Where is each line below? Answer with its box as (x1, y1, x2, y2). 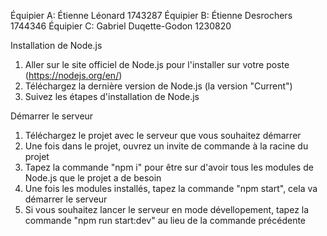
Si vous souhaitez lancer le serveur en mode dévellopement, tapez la (24, 204, 310, 215)
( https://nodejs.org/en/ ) (24, 70, 123, 81)
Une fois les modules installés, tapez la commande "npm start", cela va (24, 183, 318, 194)
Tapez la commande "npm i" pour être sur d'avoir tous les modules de (24, 161, 314, 173)
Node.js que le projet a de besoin (24, 172, 162, 184)
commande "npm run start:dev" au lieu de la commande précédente (24, 215, 307, 226)
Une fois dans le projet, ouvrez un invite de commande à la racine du (24, 140, 309, 152)
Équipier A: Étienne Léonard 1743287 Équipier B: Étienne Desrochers (10, 10, 293, 21)
